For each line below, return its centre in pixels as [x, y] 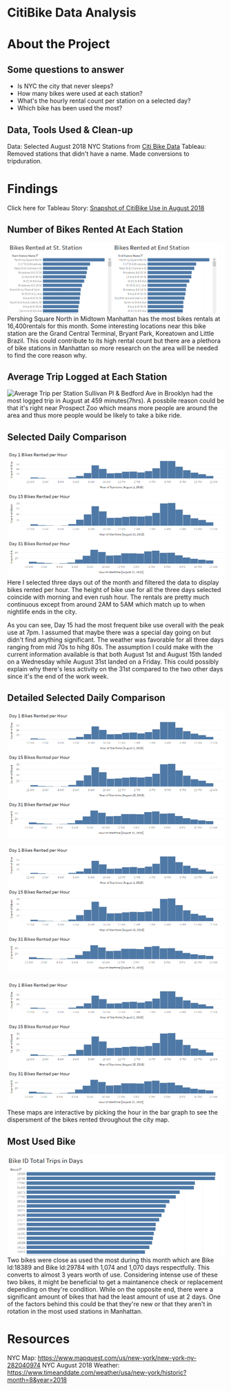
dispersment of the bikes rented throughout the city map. [89, 1120]
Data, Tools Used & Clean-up [70, 130]
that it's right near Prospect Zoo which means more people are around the [112, 408]
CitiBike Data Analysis [72, 13]
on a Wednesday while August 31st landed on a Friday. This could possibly [113, 661]
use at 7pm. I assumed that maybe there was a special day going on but [109, 632]
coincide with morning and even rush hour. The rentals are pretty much [108, 597]
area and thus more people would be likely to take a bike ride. [94, 416]
